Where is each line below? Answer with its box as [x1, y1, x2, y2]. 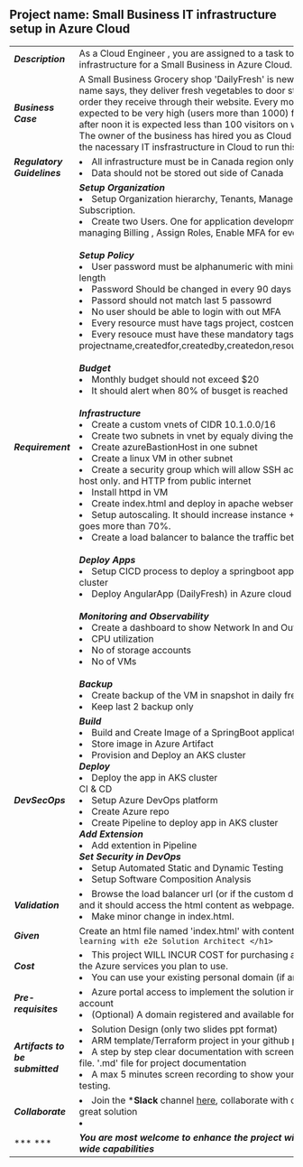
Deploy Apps [78, 553, 136, 566]
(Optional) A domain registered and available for [91, 1008, 295, 1021]
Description [14, 52, 66, 65]
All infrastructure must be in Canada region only [91, 155, 295, 168]
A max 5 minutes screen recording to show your [91, 1068, 295, 1080]
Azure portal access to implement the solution [91, 986, 287, 998]
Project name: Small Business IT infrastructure [9, 7, 277, 23]
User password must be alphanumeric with [91, 260, 273, 273]
